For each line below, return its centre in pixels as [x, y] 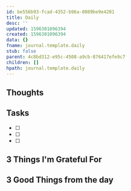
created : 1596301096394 [36, 34]
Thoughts [25, 92]
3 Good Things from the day [60, 180]
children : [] [23, 62]
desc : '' [17, 23]
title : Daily [23, 18]
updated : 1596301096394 [36, 29]
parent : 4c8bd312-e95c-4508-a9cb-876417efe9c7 [66, 57]
